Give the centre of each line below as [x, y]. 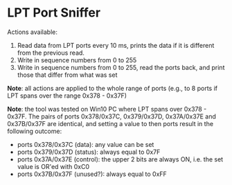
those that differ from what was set [67, 75]
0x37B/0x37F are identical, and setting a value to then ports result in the [110, 123]
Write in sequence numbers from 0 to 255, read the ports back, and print [121, 67]
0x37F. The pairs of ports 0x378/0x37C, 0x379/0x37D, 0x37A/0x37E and [112, 116]
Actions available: [32, 32]
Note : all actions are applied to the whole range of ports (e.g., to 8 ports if [113, 88]
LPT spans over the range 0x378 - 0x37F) [67, 96]
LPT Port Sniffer [54, 13]
